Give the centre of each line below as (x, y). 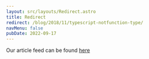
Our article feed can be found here (48, 50)
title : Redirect (26, 17)
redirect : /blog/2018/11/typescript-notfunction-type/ (75, 22)
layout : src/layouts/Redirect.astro (51, 12)
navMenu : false (25, 28)
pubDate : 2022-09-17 (32, 34)
